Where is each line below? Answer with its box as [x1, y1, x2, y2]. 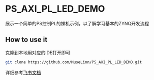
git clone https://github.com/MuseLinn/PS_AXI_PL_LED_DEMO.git [5, 59, 142, 65]
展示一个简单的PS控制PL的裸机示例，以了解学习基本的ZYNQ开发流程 [5, 20, 149, 26]
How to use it [5, 35, 48, 44]
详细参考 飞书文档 [5, 69, 41, 75]
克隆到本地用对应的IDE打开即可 [5, 49, 71, 56]
